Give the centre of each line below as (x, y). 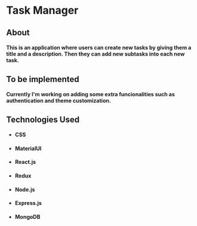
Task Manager (42, 10)
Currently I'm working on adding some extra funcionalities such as (90, 94)
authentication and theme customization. (59, 101)
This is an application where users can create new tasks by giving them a (99, 48)
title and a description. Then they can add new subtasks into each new (96, 54)
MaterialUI (28, 148)
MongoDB (27, 216)
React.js (25, 162)
